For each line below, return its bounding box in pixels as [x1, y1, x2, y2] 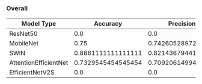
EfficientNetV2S [9, 69, 55, 77]
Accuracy [94, 20, 123, 28]
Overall [6, 4, 28, 13]
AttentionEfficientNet [9, 58, 69, 67]
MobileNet [9, 39, 39, 48]
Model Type [21, 20, 57, 28]
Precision [168, 20, 196, 28]
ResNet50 [9, 30, 38, 38]
